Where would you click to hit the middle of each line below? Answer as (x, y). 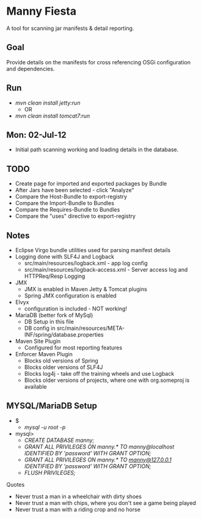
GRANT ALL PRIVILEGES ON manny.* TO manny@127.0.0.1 (98, 460)
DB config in (40, 328)
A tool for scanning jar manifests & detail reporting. (70, 28)
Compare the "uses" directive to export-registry (75, 216)
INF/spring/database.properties (64, 334)
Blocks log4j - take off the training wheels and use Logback (99, 374)
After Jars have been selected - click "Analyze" (74, 190)
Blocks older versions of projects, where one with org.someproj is (107, 380)
